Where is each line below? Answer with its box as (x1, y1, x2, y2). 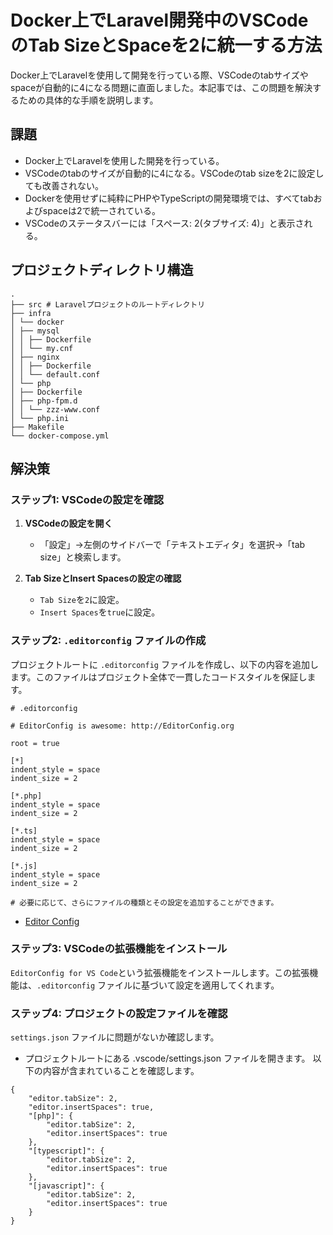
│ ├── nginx (10, 352, 60, 362)
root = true (10, 738, 60, 748)
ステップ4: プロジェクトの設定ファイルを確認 (10, 1006, 228, 1020)
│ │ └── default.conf (10, 369, 101, 380)
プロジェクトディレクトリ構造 (10, 262, 194, 279)
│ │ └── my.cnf (10, 343, 74, 353)
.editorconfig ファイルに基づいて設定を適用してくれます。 (36, 979, 280, 991)
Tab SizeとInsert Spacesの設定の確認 (24, 572, 182, 585)
